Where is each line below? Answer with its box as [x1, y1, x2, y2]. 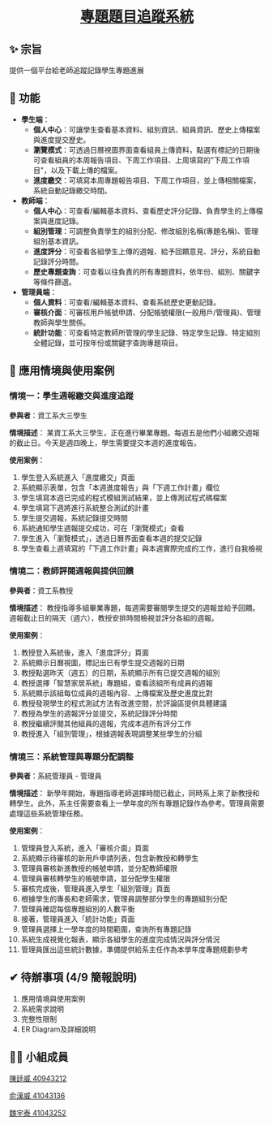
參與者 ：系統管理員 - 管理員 [9, 771, 102, 781]
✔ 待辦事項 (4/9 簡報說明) [9, 971, 138, 984]
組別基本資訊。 [32, 236, 83, 246]
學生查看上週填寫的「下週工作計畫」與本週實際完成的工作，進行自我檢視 [20, 543, 262, 553]
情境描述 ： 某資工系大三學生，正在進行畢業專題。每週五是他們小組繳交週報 [9, 427, 260, 437]
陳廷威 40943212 [9, 1073, 67, 1083]
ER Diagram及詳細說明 [20, 1024, 96, 1034]
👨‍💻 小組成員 [9, 1050, 69, 1064]
